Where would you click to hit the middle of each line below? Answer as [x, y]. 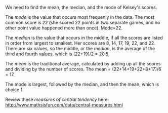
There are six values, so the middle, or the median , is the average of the [80, 48]
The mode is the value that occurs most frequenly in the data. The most [80, 17]
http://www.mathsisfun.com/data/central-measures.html [64, 105]
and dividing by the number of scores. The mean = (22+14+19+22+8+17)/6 [83, 69]
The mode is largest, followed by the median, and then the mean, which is [82, 84]
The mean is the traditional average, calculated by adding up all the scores [83, 64]
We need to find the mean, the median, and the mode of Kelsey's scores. [81, 7]
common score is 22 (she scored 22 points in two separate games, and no [83, 23]
